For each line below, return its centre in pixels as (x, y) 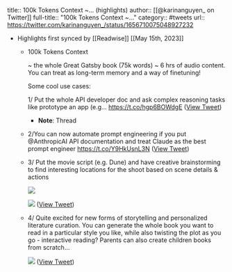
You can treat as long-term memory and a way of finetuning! (114, 73)
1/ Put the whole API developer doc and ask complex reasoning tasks (126, 99)
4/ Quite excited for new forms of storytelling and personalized (117, 218)
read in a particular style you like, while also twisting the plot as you (124, 233)
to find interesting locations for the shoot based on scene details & (123, 169)
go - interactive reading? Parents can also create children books (119, 240)
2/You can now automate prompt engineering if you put (107, 134)
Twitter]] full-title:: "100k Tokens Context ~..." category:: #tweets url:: (106, 17)
